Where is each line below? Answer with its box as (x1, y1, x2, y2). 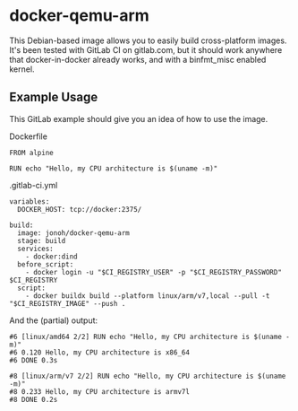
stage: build (17, 236, 66, 245)
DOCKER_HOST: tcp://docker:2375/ (17, 205, 142, 214)
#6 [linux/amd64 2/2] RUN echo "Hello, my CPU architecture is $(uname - (9, 332, 291, 341)
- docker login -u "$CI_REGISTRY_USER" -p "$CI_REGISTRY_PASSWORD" (25, 267, 282, 276)
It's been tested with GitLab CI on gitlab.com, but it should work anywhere (9, 44, 283, 55)
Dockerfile (9, 131, 47, 142)
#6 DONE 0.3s (9, 355, 58, 364)
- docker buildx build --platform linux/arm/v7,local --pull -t (25, 291, 270, 301)
